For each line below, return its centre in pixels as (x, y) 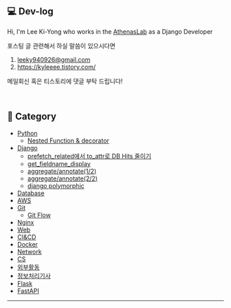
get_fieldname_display (59, 163)
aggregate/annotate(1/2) (62, 171)
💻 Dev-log (30, 11)
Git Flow (39, 215)
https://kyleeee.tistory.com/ (56, 67)
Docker (27, 244)
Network (30, 251)
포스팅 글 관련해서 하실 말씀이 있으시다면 (61, 45)
